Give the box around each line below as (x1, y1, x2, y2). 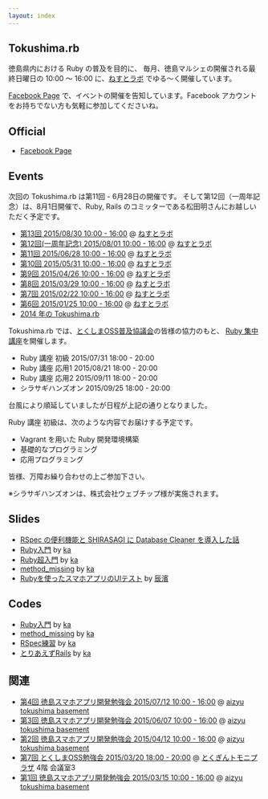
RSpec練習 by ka (19, 638, 76, 647)
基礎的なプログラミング (19, 445, 98, 455)
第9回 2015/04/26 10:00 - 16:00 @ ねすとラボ (19, 269, 171, 279)
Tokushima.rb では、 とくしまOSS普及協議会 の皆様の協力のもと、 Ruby (8, 326, 243, 336)
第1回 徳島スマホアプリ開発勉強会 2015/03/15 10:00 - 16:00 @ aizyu (19, 773, 243, 782)
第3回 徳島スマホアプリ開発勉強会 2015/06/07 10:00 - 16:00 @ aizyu (19, 715, 246, 725)
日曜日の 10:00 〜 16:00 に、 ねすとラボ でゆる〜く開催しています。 (14, 74, 237, 84)
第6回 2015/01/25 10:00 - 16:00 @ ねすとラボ (19, 299, 169, 309)
